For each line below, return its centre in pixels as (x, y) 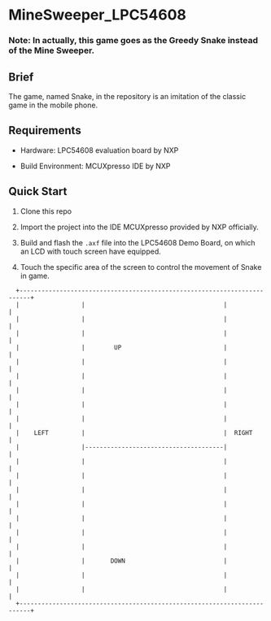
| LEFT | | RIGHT (134, 432)
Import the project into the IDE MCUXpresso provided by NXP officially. (139, 227)
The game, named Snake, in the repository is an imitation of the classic (127, 96)
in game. (35, 276)
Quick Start (38, 191)
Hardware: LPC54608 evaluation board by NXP (99, 150)
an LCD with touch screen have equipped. (90, 251)
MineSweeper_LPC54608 (98, 15)
